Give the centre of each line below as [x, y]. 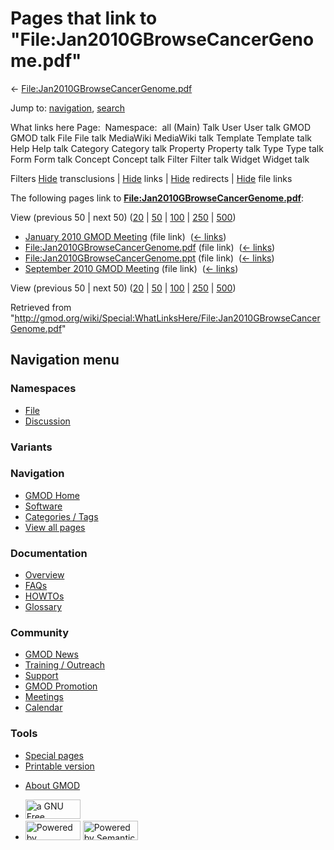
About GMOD [52, 785]
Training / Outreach [65, 665]
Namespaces [43, 389]
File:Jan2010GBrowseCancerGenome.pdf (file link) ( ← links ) [150, 247]
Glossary [43, 607]
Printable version [59, 766]
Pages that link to [84, 18]
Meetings [44, 697]
